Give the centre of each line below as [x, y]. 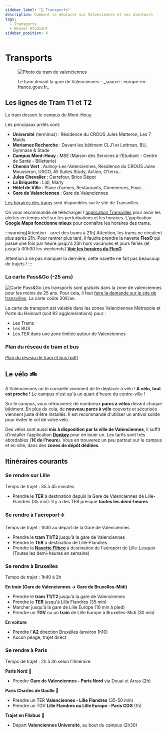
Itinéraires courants [36, 461]
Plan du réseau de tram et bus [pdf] [42, 358]
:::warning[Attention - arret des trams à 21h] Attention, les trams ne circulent [84, 233]
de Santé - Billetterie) [34, 161]
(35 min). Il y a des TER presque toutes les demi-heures [90, 501]
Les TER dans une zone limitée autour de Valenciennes [69, 334]
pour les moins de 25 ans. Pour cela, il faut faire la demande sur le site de [81, 293]
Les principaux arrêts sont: [33, 124]
